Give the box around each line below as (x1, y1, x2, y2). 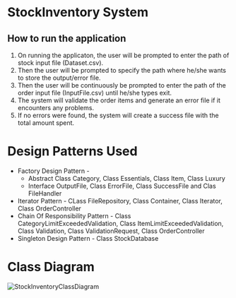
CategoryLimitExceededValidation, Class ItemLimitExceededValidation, (17, 219, 224, 227)
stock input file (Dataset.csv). (17, 59, 104, 67)
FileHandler (28, 189, 62, 198)
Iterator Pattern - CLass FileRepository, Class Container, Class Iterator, (17, 196, 223, 205)
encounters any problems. (17, 104, 94, 112)
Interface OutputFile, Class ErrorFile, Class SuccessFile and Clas (28, 181, 217, 190)
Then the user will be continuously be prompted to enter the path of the (17, 81, 226, 89)
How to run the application (7, 32, 126, 44)
